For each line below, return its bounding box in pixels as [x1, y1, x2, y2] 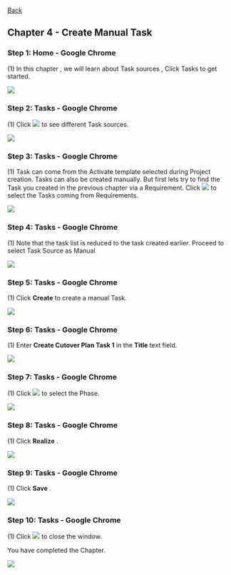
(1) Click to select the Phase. [7, 389, 100, 398]
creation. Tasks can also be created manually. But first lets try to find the [7, 175, 220, 184]
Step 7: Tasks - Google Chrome [7, 372, 118, 382]
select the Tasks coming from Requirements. [7, 191, 139, 200]
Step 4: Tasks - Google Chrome [7, 223, 118, 233]
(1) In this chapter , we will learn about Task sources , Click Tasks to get [7, 64, 217, 73]
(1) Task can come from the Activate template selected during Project [7, 168, 211, 176]
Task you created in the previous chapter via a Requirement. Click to [7, 183, 217, 192]
